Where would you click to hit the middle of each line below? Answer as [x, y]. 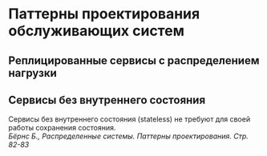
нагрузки [33, 73]
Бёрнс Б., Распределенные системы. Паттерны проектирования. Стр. [128, 136]
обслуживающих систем [96, 31]
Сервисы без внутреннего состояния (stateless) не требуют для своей [129, 119]
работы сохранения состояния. [62, 128]
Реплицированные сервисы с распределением [134, 60]
